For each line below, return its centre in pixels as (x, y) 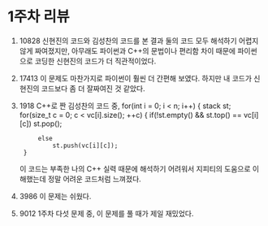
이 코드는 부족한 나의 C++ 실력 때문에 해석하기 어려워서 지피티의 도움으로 (135, 168)
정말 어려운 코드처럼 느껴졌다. (94, 179)
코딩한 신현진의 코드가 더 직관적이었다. (95, 61)
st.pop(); (48, 124)
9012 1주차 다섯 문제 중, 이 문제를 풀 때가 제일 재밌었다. (106, 213)
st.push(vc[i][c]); (85, 146)
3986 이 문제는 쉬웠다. (55, 196)
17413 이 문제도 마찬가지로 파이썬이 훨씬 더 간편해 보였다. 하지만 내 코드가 (136, 78)
